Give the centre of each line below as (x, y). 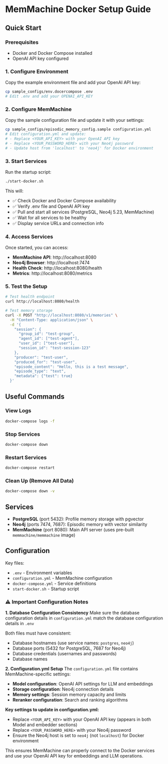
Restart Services (26, 457)
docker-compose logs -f (30, 421)
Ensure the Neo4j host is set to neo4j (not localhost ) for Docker (78, 735)
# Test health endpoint (30, 297)
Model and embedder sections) (45, 725)
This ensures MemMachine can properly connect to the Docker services (80, 750)
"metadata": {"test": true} (43, 376)
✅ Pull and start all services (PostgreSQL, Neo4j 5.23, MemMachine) (83, 212)
